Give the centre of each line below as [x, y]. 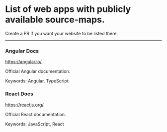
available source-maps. [55, 20]
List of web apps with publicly [68, 9]
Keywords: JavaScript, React [35, 124]
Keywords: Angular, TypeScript [37, 81]
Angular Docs [22, 51]
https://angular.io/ [24, 62]
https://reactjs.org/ [24, 105]
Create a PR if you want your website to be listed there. [62, 33]
